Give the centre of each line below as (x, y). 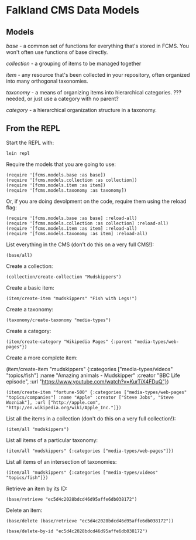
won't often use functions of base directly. (57, 52)
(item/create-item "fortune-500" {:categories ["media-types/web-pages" (97, 392)
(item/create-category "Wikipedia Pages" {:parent (69, 342)
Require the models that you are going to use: (61, 164)
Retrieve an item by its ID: (37, 488)
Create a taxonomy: (30, 309)
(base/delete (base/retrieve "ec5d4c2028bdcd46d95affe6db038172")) (90, 521)
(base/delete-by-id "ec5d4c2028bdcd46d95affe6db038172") (77, 531)
